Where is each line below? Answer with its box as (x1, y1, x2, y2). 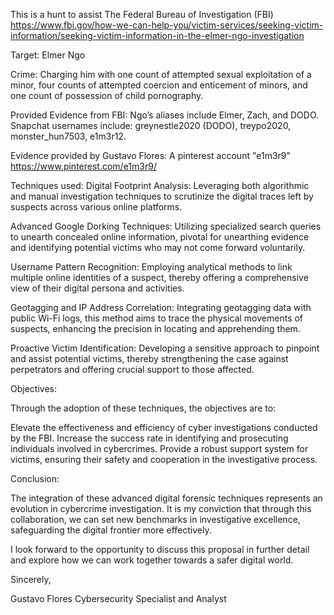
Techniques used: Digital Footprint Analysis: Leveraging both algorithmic (10, 180, 310, 191)
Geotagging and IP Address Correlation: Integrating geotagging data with (10, 302, 312, 313)
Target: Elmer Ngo (10, 49, 86, 61)
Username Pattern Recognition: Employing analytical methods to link (10, 261, 293, 273)
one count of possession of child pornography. (10, 90, 204, 101)
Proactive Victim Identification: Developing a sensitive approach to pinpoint (10, 342, 320, 354)
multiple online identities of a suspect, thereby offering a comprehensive (10, 272, 309, 283)
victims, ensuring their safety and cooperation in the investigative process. (10, 454, 318, 465)
